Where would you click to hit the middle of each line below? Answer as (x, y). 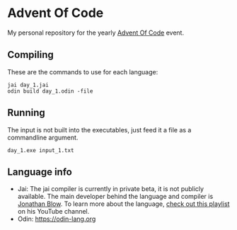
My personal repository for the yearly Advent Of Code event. (96, 33)
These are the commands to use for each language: (83, 71)
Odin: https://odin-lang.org (57, 219)
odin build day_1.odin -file (50, 91)
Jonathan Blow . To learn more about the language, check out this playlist (123, 204)
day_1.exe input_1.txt (41, 150)
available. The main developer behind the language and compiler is (115, 197)
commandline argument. (43, 137)
